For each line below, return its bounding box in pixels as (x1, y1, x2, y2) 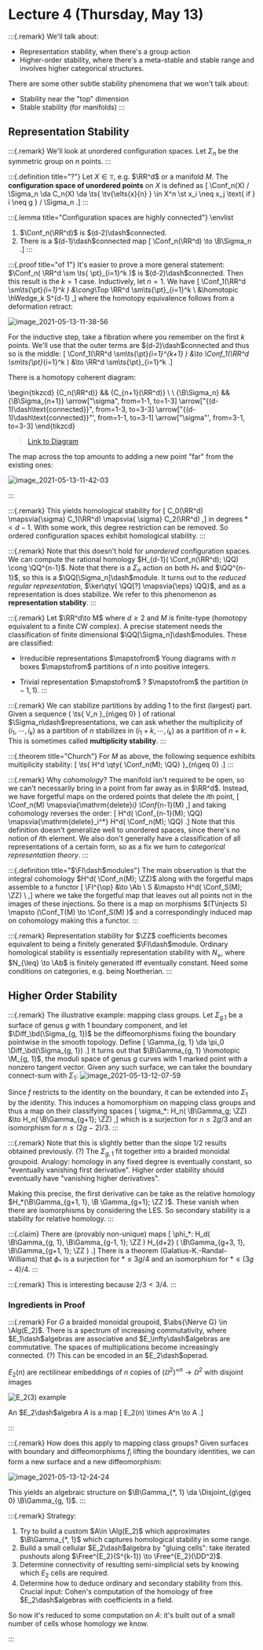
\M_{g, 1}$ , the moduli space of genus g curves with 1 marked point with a (8, 1053, 248, 1064)
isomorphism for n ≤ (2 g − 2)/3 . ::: (8, 1123, 119, 1133)
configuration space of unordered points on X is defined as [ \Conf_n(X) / (8, 180, 250, 190)
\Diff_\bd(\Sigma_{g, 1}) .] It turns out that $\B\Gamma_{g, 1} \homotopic (8, 1045, 241, 1055)
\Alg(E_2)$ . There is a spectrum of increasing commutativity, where (8, 1326, 228, 1335)
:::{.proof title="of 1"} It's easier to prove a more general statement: (8, 260, 225, 269)
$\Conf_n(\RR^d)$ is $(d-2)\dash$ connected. (19, 228, 167, 237)
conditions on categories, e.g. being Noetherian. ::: (8, 966, 173, 975)
